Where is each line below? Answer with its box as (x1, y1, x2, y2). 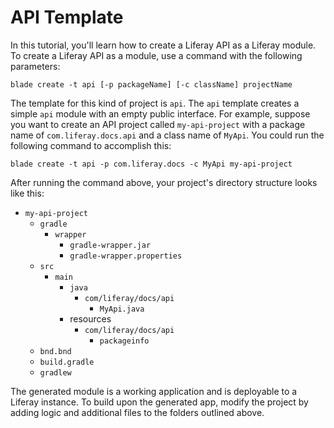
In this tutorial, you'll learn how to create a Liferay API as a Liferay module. (10, 39, 317, 51)
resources (69, 312, 112, 325)
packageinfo (99, 336, 150, 346)
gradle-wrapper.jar (69, 240, 152, 250)
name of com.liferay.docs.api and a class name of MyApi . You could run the (10, 129, 325, 141)
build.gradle (39, 357, 95, 367)
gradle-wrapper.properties (69, 251, 183, 261)
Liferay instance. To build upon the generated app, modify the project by (10, 396, 309, 408)
